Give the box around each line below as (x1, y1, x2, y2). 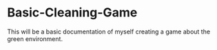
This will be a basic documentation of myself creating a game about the (7, 27, 211, 36)
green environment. (7, 34, 63, 42)
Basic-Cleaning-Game (7, 5, 138, 21)
